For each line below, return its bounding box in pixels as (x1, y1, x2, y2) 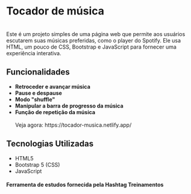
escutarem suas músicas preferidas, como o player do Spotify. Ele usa (6, 37, 181, 44)
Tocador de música (6, 4, 104, 18)
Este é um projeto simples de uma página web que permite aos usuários (6, 30, 186, 37)
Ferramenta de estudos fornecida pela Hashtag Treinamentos (6, 181, 164, 189)
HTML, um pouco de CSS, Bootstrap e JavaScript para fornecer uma (6, 43, 177, 50)
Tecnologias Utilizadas (6, 139, 94, 149)
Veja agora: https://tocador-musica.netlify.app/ (14, 121, 132, 129)
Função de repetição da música (14, 108, 95, 115)
